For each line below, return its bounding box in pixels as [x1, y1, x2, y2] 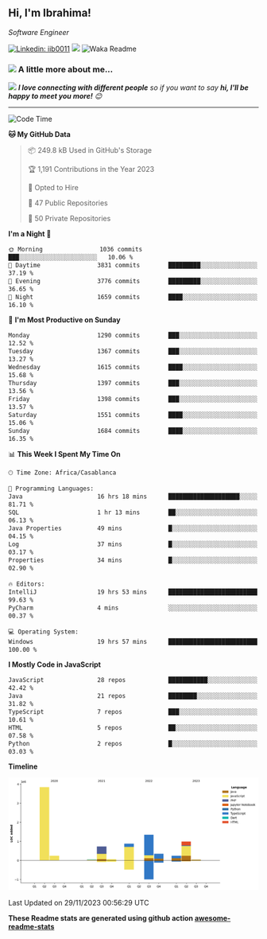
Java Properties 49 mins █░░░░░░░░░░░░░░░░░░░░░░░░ [8, 524, 258, 532]
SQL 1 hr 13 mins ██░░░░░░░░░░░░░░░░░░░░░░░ [8, 508, 258, 516]
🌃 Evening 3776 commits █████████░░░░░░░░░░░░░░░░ [8, 278, 258, 286]
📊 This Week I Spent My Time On [8, 450, 121, 459]
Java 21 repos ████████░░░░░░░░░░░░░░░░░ [8, 692, 258, 700]
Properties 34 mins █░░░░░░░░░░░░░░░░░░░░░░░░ [8, 556, 258, 564]
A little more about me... [17, 64, 114, 75]
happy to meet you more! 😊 [8, 92, 103, 101]
